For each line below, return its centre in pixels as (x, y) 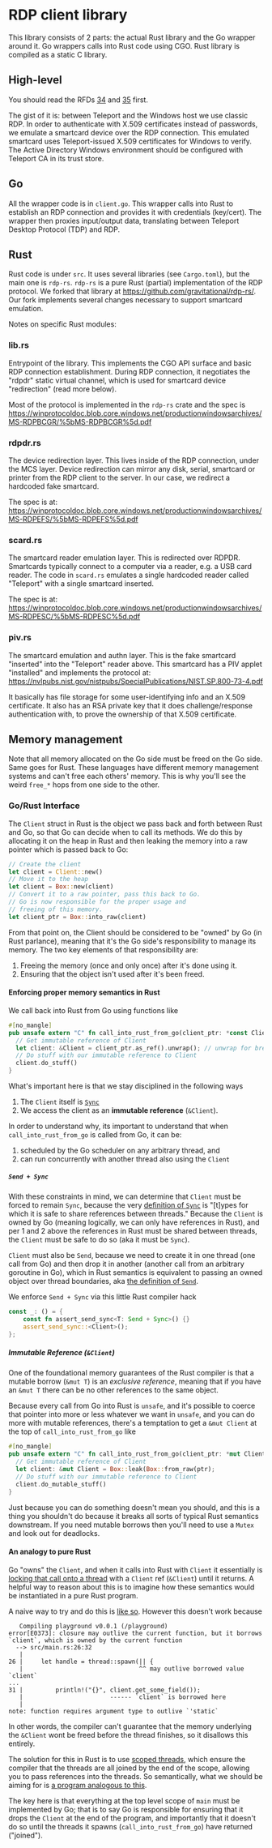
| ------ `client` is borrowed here (123, 1697)
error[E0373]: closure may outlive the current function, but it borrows (136, 1633)
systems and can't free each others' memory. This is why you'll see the (127, 776)
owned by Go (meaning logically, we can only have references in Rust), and (134, 1222)
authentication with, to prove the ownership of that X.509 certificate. (123, 714)
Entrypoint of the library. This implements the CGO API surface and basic (130, 363)
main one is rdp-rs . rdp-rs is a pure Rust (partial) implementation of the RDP (136, 283)
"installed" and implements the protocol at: (80, 672)
